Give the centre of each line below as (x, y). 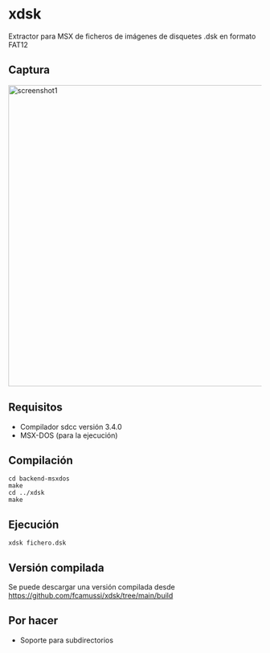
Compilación (41, 460)
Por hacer (33, 620)
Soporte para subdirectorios (67, 640)
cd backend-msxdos (39, 479)
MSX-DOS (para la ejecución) (69, 435)
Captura (29, 70)
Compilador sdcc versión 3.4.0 (71, 426)
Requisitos (35, 408)
